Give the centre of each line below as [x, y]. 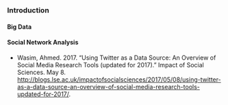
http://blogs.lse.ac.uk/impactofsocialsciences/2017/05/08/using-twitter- [119, 79]
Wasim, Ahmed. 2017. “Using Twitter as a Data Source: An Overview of [116, 58]
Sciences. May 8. [41, 72]
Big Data [20, 27]
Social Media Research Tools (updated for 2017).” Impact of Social [110, 65]
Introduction [28, 10]
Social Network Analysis [43, 43]
